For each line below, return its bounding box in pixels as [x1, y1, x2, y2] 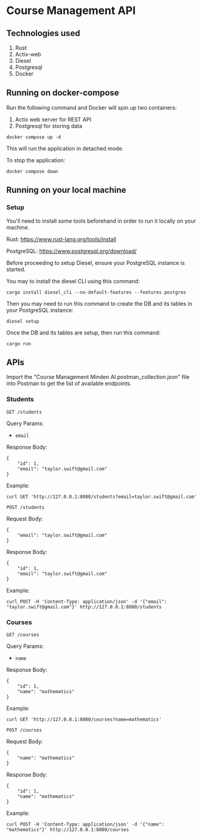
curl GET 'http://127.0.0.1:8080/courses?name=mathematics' [6, 716, 162, 722]
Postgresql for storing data [15, 122, 83, 129]
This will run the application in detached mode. [6, 145, 124, 152]
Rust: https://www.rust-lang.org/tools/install [6, 236, 117, 243]
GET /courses [6, 632, 40, 638]
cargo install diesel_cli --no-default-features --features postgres [6, 289, 187, 295]
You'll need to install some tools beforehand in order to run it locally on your [6, 217, 197, 225]
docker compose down [6, 168, 59, 175]
